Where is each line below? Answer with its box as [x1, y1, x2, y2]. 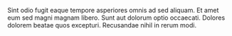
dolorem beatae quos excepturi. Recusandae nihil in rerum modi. [7, 21, 197, 29]
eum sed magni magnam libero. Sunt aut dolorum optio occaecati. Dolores [7, 13, 226, 22]
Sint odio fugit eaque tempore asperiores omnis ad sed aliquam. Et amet [7, 6, 219, 14]
